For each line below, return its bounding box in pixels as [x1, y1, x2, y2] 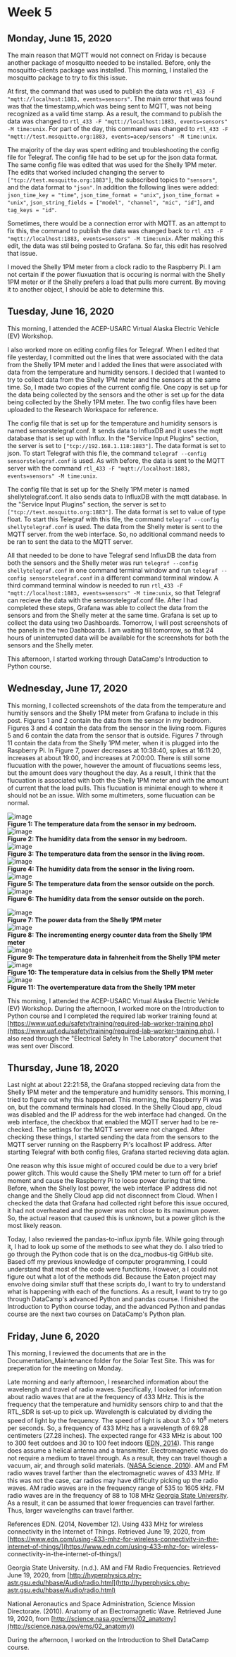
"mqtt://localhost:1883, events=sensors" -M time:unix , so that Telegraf [7, 588, 221, 597]
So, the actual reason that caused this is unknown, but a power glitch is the [7, 1214, 225, 1222]
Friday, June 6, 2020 [7, 1330, 100, 1342]
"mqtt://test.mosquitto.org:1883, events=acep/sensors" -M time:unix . [7, 132, 218, 140]
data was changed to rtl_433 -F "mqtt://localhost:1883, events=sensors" [7, 117, 228, 125]
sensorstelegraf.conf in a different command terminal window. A [29, 573, 218, 582]
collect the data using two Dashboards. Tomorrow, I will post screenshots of [7, 618, 228, 627]
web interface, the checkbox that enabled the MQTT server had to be [7, 1118, 209, 1127]
